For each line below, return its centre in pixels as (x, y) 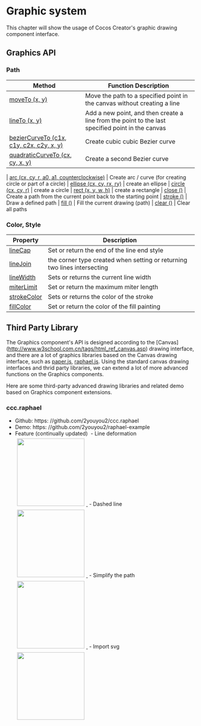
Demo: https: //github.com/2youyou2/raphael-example (82, 427)
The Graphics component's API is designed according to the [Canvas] (92, 342)
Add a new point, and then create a (134, 113)
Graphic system (46, 11)
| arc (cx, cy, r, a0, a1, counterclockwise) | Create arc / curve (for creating (96, 177)
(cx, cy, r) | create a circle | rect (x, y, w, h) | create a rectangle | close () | (96, 190)
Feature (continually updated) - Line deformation (75, 434)
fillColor (20, 306)
